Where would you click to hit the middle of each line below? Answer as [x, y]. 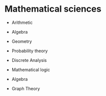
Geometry [22, 41]
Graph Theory [26, 88]
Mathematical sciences [53, 9]
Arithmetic [22, 22]
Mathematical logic [31, 70]
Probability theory [30, 51]
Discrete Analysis [29, 60]
